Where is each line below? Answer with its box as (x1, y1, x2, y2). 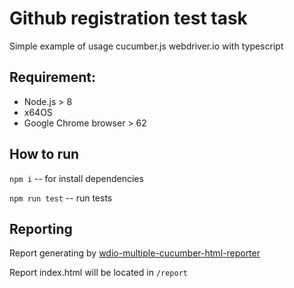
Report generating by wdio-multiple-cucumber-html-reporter (9, 247, 261, 259)
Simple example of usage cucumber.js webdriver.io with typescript (9, 40, 284, 52)
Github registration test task (9, 7, 248, 30)
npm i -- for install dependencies (9, 172, 144, 184)
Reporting (9, 220, 73, 237)
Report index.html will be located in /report (9, 267, 189, 279)
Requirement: (9, 69, 97, 86)
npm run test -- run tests (9, 192, 113, 204)
